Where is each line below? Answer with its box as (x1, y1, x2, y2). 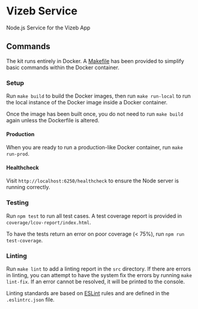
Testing (6, 199, 29, 207)
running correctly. (6, 184, 50, 191)
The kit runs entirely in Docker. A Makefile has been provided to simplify (6, 57, 184, 64)
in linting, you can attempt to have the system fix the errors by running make (6, 272, 192, 279)
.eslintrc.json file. (6, 296, 55, 304)
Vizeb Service (6, 4, 78, 18)
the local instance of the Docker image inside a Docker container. (6, 99, 168, 106)
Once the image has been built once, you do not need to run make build (6, 110, 184, 118)
